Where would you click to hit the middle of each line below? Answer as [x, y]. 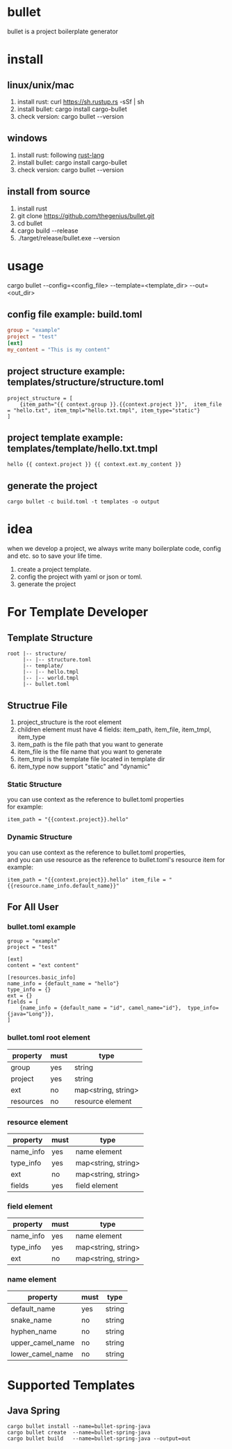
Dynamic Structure [40, 837]
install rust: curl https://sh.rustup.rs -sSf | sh [81, 101]
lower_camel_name [42, 1354]
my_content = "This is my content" [59, 349]
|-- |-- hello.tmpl [51, 672]
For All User [33, 907]
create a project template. [54, 570]
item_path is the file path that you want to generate [90, 744]
